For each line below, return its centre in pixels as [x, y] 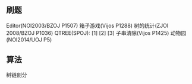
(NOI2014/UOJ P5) [29, 40]
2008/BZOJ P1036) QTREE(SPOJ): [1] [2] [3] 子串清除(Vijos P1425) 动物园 [96, 33]
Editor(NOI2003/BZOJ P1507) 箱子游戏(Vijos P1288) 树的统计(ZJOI [87, 25]
